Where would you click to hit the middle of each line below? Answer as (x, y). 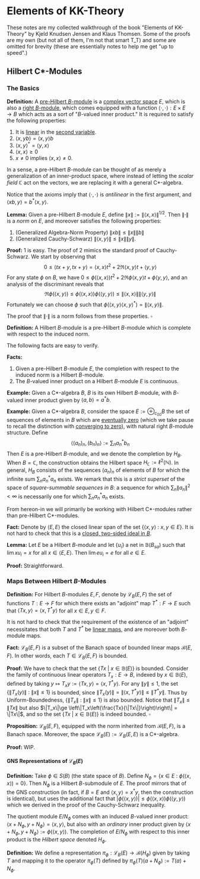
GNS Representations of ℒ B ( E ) (45, 762)
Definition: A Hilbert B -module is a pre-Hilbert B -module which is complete (99, 327)
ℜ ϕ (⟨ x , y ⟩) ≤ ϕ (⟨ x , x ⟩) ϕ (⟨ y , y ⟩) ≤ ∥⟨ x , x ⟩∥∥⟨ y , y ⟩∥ (100, 293)
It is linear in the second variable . (56, 132)
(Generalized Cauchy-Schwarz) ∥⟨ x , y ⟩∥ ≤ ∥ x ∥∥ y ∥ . (75, 239)
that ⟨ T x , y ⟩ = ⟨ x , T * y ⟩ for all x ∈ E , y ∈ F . (56, 610)
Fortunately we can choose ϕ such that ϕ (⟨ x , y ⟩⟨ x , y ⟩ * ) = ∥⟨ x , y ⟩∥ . (85, 304)
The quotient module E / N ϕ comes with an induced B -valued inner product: (98, 817)
